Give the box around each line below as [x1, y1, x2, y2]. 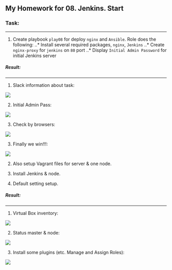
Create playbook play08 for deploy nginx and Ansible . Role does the [12, 36, 156, 42]
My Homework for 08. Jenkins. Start [5, 4, 124, 13]
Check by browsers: [12, 121, 55, 128]
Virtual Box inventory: [12, 210, 58, 216]
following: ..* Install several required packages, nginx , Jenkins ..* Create [12, 41, 165, 48]
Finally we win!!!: [12, 141, 48, 147]
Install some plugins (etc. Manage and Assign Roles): [12, 249, 124, 255]
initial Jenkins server [12, 52, 57, 59]
